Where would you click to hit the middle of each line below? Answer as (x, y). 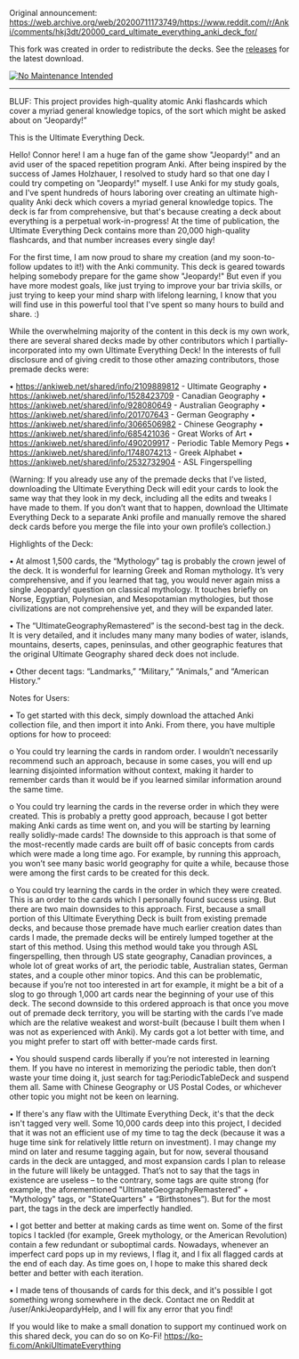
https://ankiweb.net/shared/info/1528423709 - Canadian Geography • (138, 396)
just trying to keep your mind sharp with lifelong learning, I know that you (143, 295)
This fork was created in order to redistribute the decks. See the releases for (149, 49)
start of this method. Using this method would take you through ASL (133, 947)
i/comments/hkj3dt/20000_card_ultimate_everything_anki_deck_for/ (133, 32)
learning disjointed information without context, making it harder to (131, 770)
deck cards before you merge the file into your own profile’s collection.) (140, 526)
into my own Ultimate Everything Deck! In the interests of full (170, 350)
